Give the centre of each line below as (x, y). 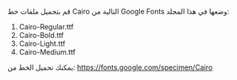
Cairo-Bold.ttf (41, 35)
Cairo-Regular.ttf (46, 27)
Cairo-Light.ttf (42, 44)
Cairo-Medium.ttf (47, 52)
